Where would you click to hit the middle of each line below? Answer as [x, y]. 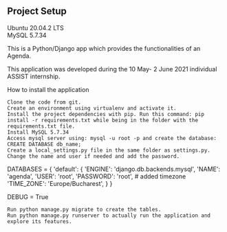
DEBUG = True [28, 197]
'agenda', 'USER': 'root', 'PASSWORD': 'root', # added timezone [97, 176]
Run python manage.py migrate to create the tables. [84, 209]
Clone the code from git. [44, 102]
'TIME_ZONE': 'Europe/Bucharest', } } [60, 183]
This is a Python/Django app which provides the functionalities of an [104, 48]
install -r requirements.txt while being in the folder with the [102, 120]
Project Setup [37, 11]
